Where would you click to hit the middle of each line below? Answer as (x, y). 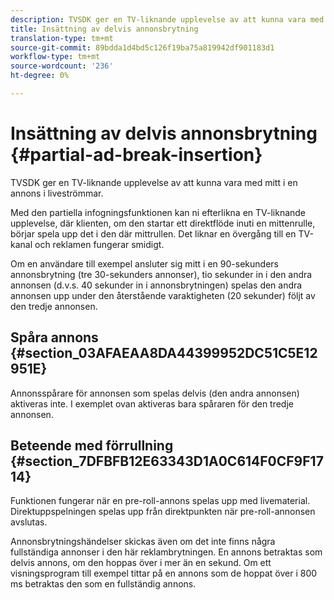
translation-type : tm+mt (62, 38)
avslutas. (29, 522)
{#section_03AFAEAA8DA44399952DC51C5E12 (164, 353)
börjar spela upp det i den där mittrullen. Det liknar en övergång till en (153, 233)
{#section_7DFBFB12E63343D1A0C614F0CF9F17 (167, 461)
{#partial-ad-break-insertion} (136, 155)
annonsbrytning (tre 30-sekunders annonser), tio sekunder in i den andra (161, 274)
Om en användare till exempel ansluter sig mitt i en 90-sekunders (144, 263)
